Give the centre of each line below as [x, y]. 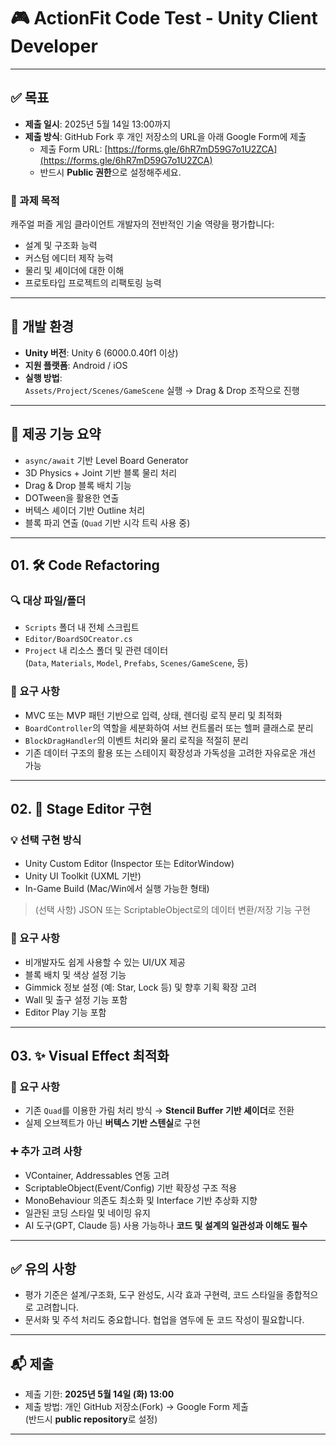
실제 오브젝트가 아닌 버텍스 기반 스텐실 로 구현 [112, 1123]
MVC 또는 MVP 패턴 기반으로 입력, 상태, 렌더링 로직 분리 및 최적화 [153, 715]
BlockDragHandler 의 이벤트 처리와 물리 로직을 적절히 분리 [136, 740]
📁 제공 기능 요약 [56, 434]
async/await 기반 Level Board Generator [106, 460]
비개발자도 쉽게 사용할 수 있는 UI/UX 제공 [105, 962]
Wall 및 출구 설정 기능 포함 [76, 999]
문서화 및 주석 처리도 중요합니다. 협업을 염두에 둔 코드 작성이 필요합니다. [164, 1320]
